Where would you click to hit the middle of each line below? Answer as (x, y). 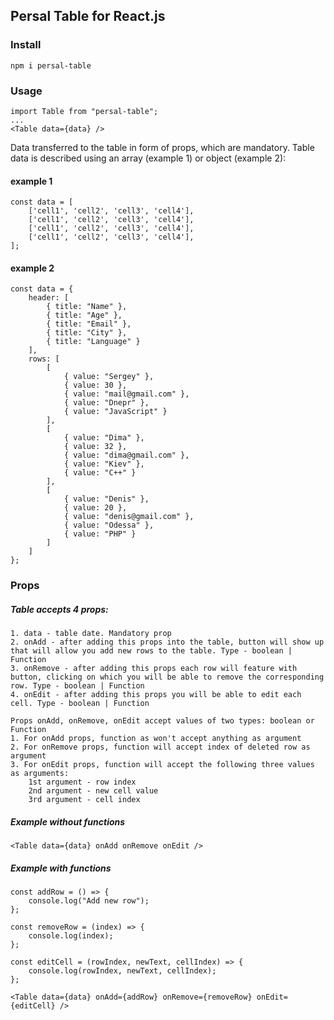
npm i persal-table (51, 65)
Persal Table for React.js (88, 16)
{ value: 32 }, (95, 447)
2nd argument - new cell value (93, 791)
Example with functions (61, 868)
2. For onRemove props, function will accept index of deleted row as (160, 747)
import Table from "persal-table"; (84, 111)
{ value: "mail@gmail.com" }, (126, 394)
